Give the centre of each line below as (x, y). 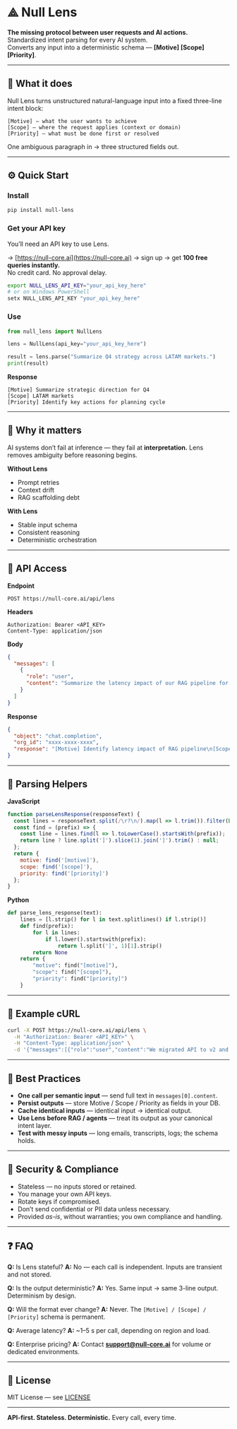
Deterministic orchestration (57, 540)
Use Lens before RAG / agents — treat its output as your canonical (115, 1118)
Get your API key (36, 228)
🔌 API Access (37, 569)
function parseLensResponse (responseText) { (74, 814)
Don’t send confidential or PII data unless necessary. (94, 1209)
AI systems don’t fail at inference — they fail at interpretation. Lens (105, 447)
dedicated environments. (43, 1351)
